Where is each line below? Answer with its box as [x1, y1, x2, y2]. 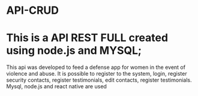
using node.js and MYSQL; [6, 44, 142, 58]
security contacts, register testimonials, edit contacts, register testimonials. [6, 76, 192, 84]
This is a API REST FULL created [6, 31, 169, 45]
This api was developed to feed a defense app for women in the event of [6, 64, 186, 71]
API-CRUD [6, 4, 59, 17]
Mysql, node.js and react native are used [6, 83, 107, 90]
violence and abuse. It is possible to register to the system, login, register [6, 70, 187, 77]
